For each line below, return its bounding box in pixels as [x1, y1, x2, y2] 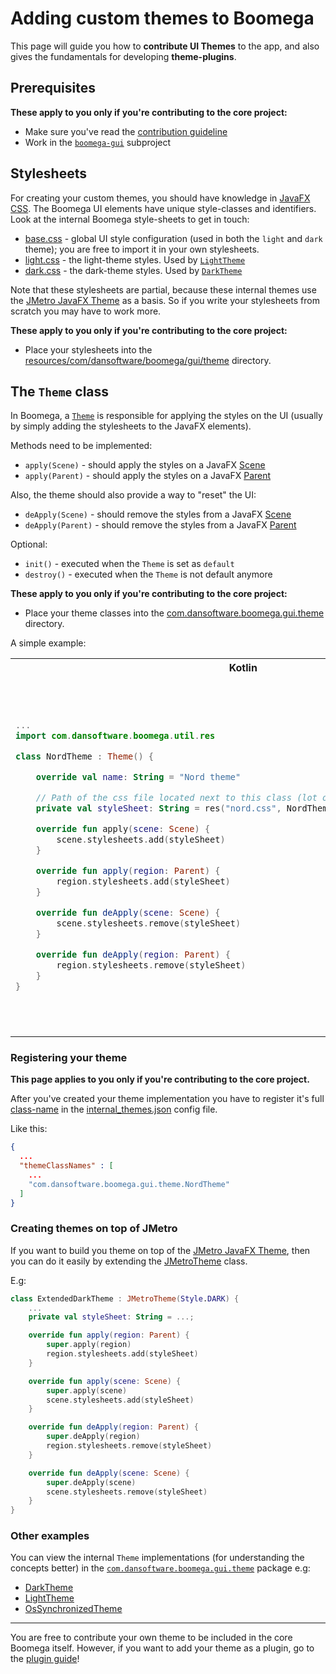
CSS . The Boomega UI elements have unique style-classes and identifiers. [10, 202, 317, 214]
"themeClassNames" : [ [19, 1161, 114, 1171]
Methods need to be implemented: [10, 440, 153, 452]
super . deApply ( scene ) [46, 1477, 137, 1487]
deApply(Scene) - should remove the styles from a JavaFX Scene [24, 508, 292, 521]
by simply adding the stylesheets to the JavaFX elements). [10, 420, 252, 432]
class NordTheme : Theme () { [15, 750, 154, 762]
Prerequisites [10, 80, 96, 97]
